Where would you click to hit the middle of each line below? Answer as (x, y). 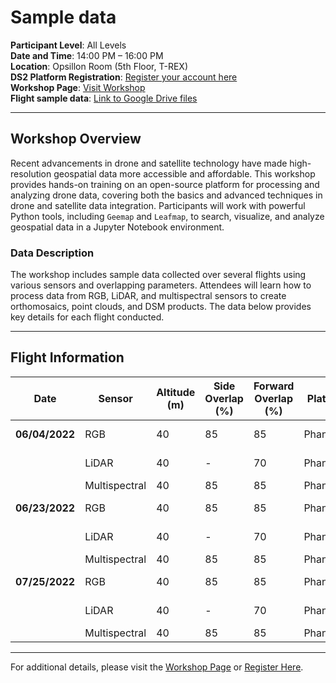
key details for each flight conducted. (87, 317)
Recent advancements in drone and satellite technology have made (149, 163)
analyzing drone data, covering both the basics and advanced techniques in (166, 195)
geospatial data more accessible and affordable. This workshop (184, 173)
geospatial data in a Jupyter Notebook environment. (117, 227)
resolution (31, 173)
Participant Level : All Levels (68, 45)
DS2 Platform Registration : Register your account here (124, 77)
